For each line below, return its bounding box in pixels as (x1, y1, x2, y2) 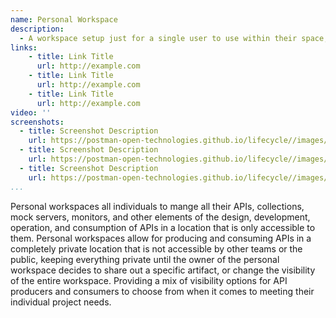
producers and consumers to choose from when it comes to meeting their (10, 285, 315, 297)
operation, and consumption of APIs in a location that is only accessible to (10, 221, 316, 233)
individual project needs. (10, 296, 112, 308)
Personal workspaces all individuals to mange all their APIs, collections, (10, 200, 305, 212)
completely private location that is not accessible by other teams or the (10, 242, 303, 255)
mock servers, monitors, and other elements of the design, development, (10, 211, 311, 223)
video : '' (10, 107, 52, 118)
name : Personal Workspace (10, 14, 118, 25)
